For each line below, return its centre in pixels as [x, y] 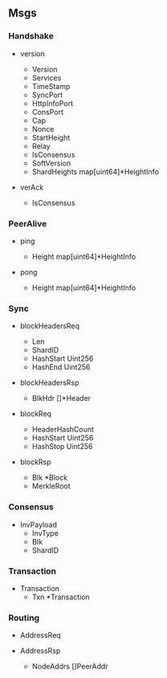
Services [47, 78]
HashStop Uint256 [63, 447]
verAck [32, 187]
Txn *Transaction [61, 597]
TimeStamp [51, 86]
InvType [45, 533]
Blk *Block [50, 478]
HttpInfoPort [53, 103]
